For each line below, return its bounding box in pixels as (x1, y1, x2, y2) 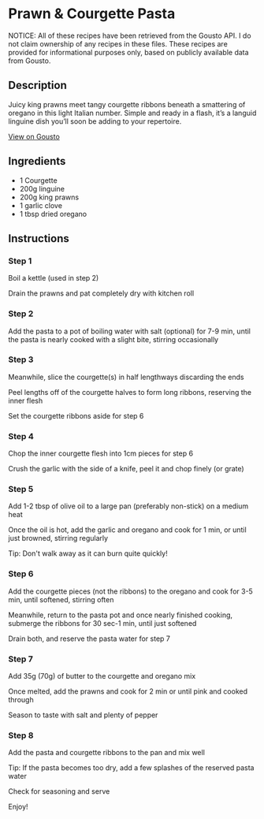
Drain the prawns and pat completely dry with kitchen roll (8, 289, 195, 298)
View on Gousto (8, 132, 61, 141)
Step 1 (8, 255, 32, 266)
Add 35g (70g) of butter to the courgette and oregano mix (8, 672, 196, 681)
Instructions (8, 232, 69, 245)
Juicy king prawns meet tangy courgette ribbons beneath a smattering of (8, 99, 246, 109)
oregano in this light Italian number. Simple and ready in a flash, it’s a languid (8, 108, 257, 117)
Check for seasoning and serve (8, 787, 110, 796)
